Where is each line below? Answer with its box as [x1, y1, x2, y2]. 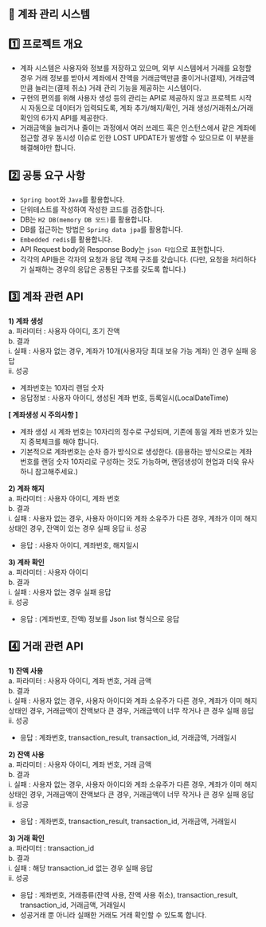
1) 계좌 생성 [8, 316, 44, 325]
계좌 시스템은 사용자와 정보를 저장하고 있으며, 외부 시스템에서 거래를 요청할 [19, 63, 252, 73]
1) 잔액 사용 [8, 666, 44, 675]
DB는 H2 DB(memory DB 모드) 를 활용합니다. [19, 214, 153, 225]
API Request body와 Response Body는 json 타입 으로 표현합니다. [19, 245, 225, 254]
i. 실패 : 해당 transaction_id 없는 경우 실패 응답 [8, 863, 154, 873]
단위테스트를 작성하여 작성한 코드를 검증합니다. [19, 205, 166, 214]
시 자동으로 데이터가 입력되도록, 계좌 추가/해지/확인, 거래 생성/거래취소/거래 [19, 103, 253, 113]
